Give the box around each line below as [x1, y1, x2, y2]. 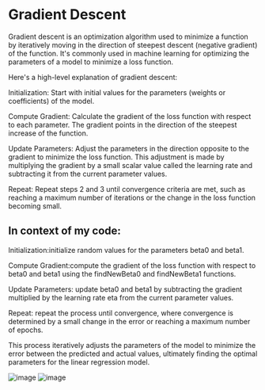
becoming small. [8, 201, 62, 211]
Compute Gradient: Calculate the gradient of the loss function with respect [8, 111, 252, 120]
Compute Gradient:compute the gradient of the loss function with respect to [8, 260, 256, 270]
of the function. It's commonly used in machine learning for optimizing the [8, 48, 250, 58]
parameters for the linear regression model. [8, 357, 150, 366]
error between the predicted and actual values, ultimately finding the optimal [8, 349, 258, 358]
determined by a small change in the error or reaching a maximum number [8, 316, 251, 326]
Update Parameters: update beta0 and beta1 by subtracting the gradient [8, 284, 243, 294]
